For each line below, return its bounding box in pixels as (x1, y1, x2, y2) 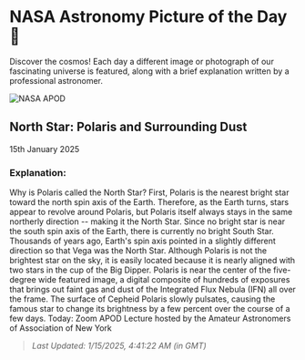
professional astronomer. (9, 75, 103, 86)
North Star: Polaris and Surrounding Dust (9, 119, 248, 135)
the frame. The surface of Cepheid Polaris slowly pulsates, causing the (9, 293, 276, 304)
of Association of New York (9, 323, 112, 334)
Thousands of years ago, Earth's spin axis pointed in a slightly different (9, 235, 276, 247)
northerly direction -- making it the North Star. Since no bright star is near (9, 216, 286, 227)
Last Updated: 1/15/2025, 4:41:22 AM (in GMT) (31, 340, 207, 352)
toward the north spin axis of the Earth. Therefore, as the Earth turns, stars (9, 197, 290, 208)
